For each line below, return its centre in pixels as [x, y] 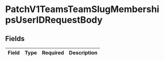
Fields [15, 39]
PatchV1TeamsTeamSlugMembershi [82, 9]
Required [53, 53]
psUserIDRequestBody [54, 20]
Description [83, 53]
